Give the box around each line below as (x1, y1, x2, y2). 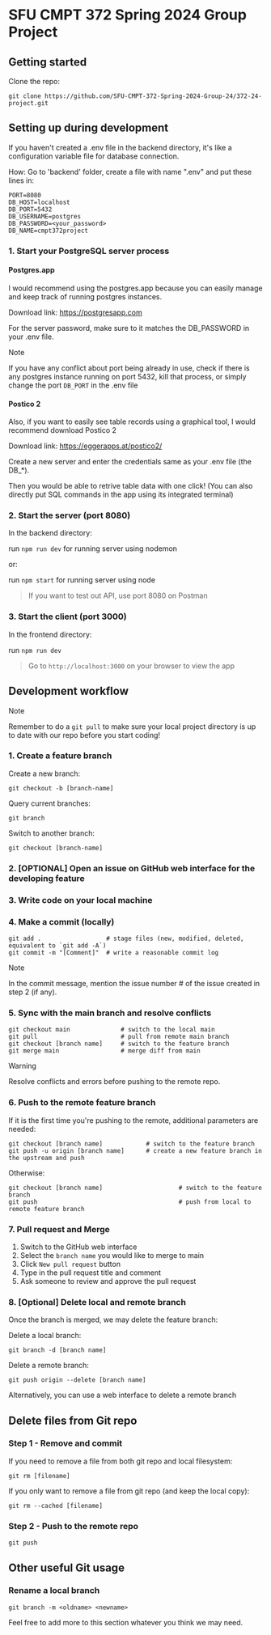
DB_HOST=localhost (8, 198, 70, 206)
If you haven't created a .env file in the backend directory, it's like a (8, 142, 232, 152)
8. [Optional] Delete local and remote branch (8, 1296, 186, 1307)
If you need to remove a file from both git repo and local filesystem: (8, 1456, 233, 1466)
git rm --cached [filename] (8, 1502, 104, 1510)
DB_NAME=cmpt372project (8, 227, 89, 235)
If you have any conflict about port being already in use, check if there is (8, 362, 250, 373)
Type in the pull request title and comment (19, 1268, 162, 1277)
